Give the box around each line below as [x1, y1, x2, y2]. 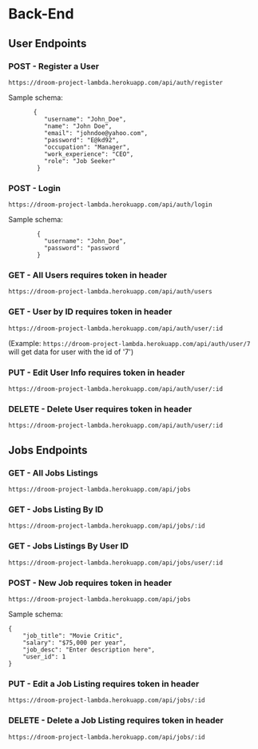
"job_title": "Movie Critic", [22, 631, 124, 639]
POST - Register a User [8, 61, 100, 72]
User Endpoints [8, 37, 87, 50]
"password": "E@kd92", [43, 136, 120, 144]
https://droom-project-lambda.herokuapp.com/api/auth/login [8, 201, 213, 209]
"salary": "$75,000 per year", [22, 639, 127, 647]
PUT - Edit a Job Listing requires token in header [8, 678, 200, 689]
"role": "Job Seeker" [43, 157, 116, 165]
